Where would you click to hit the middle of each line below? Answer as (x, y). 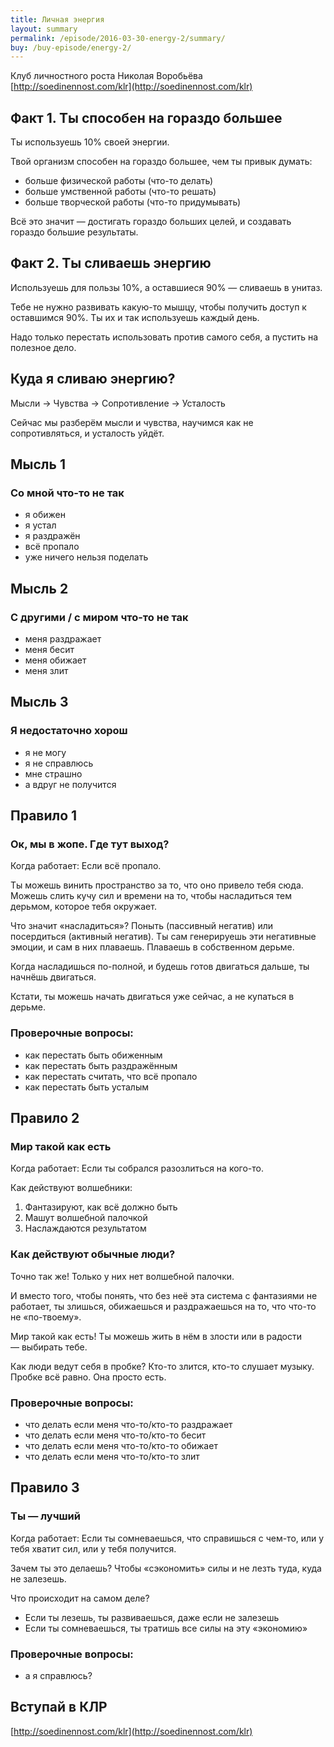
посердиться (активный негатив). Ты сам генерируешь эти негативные (163, 937)
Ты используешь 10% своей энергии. (90, 142)
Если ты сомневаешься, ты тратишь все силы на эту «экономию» (166, 1628)
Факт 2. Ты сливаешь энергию (111, 263)
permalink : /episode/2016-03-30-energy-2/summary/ (118, 38)
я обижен (45, 515)
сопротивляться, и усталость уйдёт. (87, 433)
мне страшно (53, 773)
